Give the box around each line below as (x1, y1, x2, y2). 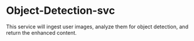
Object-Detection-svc (6, 4, 115, 17)
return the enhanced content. (6, 29, 77, 36)
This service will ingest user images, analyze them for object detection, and (6, 23, 189, 30)
